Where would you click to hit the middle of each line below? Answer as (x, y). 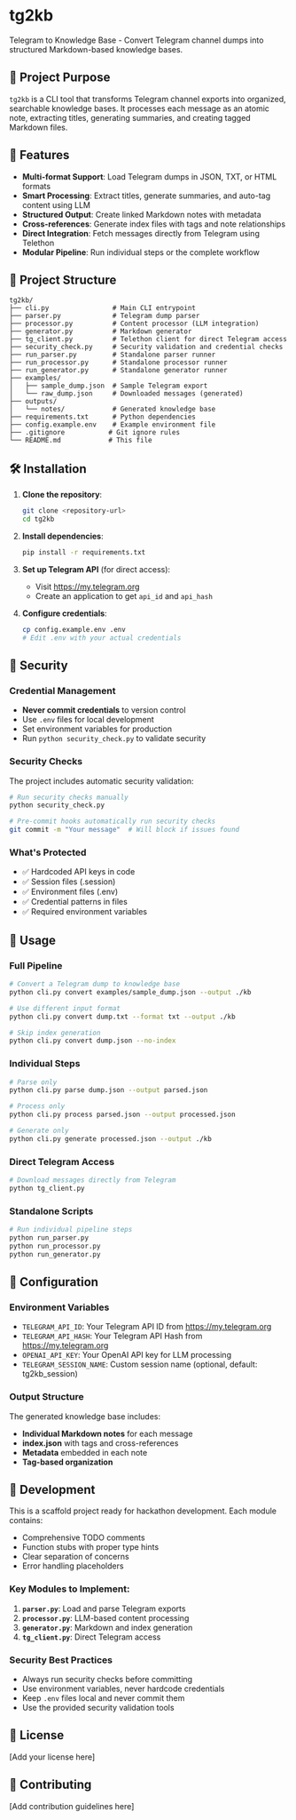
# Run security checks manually (69, 797)
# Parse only (33, 1082)
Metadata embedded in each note (85, 1452)
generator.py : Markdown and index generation (107, 1627)
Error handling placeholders (73, 1566)
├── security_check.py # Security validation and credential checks (146, 347)
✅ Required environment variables (85, 912)
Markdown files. (39, 127)
